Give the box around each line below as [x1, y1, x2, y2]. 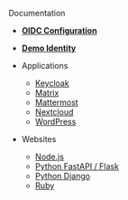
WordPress [34, 117, 77, 127]
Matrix [34, 88, 59, 98]
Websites [21, 134, 57, 144]
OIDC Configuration [21, 25, 97, 35]
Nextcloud [34, 107, 74, 117]
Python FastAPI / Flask [34, 161, 119, 171]
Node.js [34, 151, 65, 162]
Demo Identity [21, 43, 77, 53]
